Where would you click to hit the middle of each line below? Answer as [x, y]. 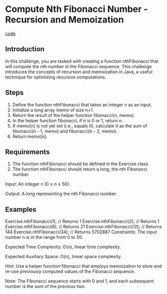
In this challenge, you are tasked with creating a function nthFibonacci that [82, 61]
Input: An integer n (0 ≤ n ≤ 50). [38, 184]
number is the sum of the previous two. [45, 287]
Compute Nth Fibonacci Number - [77, 9]
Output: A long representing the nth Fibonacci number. [61, 194]
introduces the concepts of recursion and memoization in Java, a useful [79, 72]
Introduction [25, 49]
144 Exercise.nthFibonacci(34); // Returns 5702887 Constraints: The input [81, 232]
